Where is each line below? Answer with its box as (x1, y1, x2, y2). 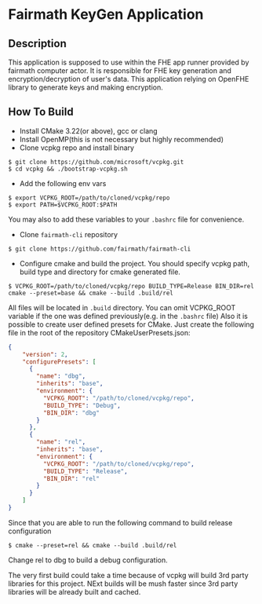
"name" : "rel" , (36, 438, 86, 446)
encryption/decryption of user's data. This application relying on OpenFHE (8, 75, 249, 83)
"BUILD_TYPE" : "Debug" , (42, 401, 122, 409)
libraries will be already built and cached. (8, 587, 141, 596)
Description (8, 37, 67, 50)
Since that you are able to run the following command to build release (8, 518, 233, 527)
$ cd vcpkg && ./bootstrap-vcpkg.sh (8, 165, 128, 173)
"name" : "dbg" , (36, 372, 86, 380)
